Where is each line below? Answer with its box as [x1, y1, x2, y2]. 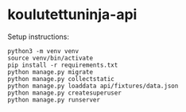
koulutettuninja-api [7, 6, 138, 24]
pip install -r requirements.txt [7, 61, 118, 69]
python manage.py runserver [7, 95, 101, 104]
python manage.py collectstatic [7, 75, 114, 83]
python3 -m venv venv [7, 47, 79, 55]
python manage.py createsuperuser [7, 89, 122, 97]
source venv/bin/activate [7, 54, 93, 62]
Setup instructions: [7, 32, 69, 41]
